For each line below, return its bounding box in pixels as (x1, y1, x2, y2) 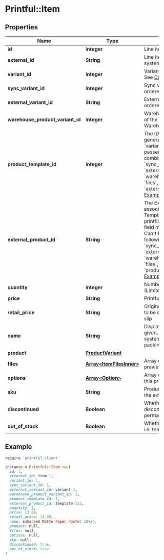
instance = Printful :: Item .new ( (5, 464, 71, 469)
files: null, (9, 528, 36, 533)
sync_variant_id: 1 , (9, 483, 51, 488)
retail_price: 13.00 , (9, 514, 54, 520)
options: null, (9, 533, 41, 537)
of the (143, 116, 158, 123)
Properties (5, 23, 38, 31)
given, (143, 329, 158, 336)
